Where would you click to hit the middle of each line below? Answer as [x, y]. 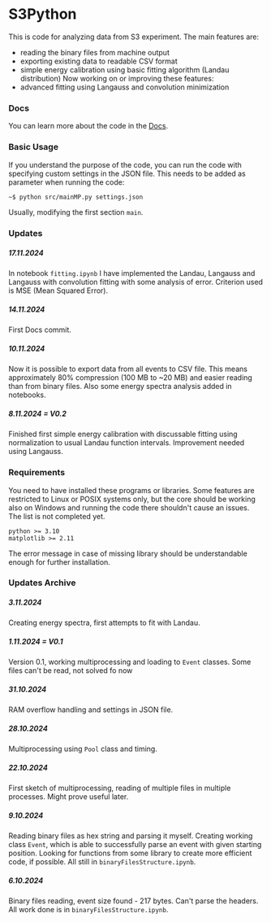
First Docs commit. [40, 330]
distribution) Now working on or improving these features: [117, 78]
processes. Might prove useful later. [69, 797]
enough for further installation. [60, 562]
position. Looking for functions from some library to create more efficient [130, 853]
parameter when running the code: [67, 182]
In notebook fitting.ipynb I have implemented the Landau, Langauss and [132, 273]
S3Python [43, 14]
